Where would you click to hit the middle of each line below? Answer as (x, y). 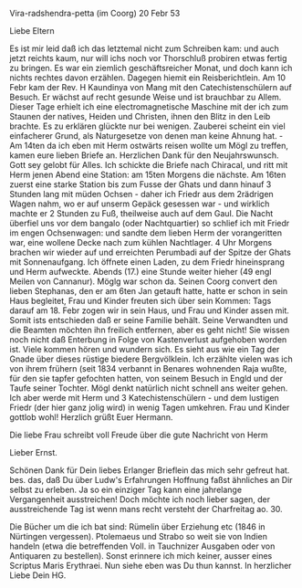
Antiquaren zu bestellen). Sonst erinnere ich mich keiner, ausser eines (141, 556)
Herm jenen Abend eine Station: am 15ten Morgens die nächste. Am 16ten (148, 174)
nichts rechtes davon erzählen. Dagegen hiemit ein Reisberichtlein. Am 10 (147, 78)
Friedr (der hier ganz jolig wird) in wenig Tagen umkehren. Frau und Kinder (150, 407)
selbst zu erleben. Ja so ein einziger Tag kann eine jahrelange (126, 489)
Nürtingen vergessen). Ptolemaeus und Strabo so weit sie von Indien (138, 536)
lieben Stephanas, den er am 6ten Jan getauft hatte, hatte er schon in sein (149, 291)
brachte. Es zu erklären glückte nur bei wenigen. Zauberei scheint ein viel (147, 126)
